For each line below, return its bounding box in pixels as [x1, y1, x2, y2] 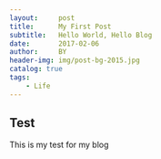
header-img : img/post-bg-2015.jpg [9, 56, 141, 65]
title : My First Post [9, 22, 112, 31]
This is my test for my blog [9, 139, 109, 151]
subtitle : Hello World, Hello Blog [9, 30, 153, 39]
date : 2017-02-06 [9, 38, 100, 48]
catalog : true [9, 65, 64, 74]
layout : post [9, 13, 75, 23]
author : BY [9, 48, 67, 57]
